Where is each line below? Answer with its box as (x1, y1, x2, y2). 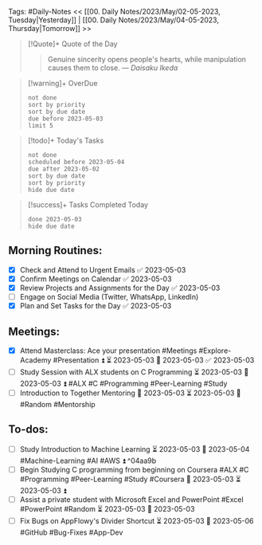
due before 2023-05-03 (27, 115, 104, 123)
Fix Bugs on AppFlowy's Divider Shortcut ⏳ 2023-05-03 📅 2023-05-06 (19, 516, 254, 525)
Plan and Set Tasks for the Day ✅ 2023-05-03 (19, 301, 172, 311)
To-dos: (8, 422, 49, 437)
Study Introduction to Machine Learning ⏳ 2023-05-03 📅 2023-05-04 (19, 444, 250, 453)
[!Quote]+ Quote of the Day (27, 39, 118, 49)
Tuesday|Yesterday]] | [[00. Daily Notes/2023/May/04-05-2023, (8, 15, 219, 25)
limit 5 (27, 122, 53, 130)
